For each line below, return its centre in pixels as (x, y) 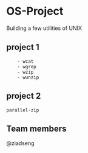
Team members (36, 128)
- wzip (25, 72)
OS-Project (35, 11)
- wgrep (27, 66)
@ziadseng (20, 143)
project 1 (23, 47)
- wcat (25, 61)
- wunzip (28, 77)
